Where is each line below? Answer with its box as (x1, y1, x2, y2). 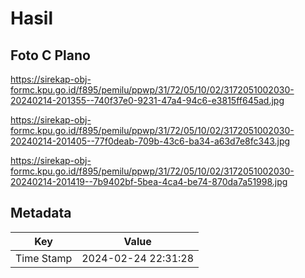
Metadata (10, 205, 72, 222)
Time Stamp (15, 251, 73, 265)
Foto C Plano (10, 47, 91, 64)
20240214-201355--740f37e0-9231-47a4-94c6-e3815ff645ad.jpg (10, 95, 285, 106)
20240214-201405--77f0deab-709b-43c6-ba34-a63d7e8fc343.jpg (10, 135, 291, 147)
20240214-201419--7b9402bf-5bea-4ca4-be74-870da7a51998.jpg (10, 176, 288, 187)
